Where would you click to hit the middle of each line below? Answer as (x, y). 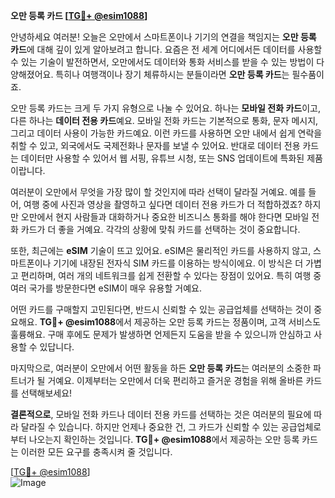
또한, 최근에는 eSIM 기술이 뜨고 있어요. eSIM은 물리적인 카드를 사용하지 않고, (161, 250)
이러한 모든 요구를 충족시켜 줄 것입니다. (96, 452)
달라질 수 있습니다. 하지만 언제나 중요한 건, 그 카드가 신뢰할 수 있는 (149, 427)
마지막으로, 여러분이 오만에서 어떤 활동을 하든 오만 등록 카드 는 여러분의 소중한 (161, 368)
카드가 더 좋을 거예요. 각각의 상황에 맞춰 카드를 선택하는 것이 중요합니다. (160, 229)
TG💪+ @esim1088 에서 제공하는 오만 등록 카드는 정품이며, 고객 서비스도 (180, 322)
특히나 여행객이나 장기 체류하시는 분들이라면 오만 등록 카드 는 (172, 74)
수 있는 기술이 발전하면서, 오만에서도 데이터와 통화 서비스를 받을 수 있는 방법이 (162, 62)
